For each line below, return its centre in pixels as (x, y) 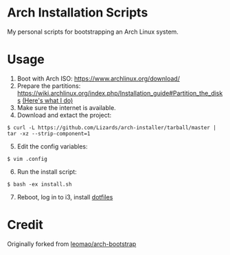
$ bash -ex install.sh (39, 184)
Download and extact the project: (64, 115)
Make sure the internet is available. (67, 107)
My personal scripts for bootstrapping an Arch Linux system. (93, 32)
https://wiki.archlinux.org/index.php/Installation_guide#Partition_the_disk (120, 93)
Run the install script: (47, 171)
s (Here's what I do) (45, 100)
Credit (25, 225)
